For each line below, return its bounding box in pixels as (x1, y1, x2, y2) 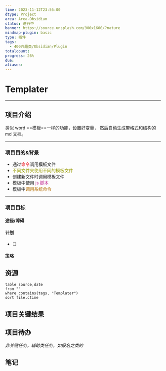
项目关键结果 (5, 310, 44, 318)
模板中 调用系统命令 (12, 186, 52, 192)
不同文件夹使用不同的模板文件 (12, 168, 73, 174)
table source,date (5, 282, 43, 287)
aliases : (5, 62, 23, 67)
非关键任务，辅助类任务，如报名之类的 (5, 342, 83, 348)
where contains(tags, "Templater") (5, 291, 79, 296)
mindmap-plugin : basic (5, 30, 52, 35)
